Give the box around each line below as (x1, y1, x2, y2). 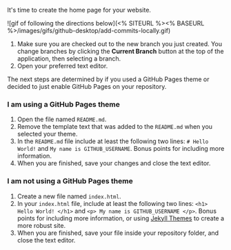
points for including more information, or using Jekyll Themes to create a (17, 213, 225, 222)
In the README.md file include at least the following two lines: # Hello (17, 137, 209, 145)
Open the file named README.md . (17, 115, 107, 123)
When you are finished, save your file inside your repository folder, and (17, 229, 219, 237)
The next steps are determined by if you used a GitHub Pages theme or (7, 75, 210, 83)
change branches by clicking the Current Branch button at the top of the (17, 48, 224, 55)
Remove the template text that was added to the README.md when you (17, 123, 212, 131)
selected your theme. (17, 130, 78, 138)
